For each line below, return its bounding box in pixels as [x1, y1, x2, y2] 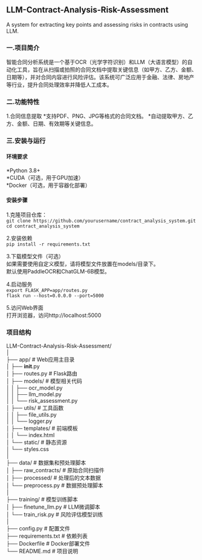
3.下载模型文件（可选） [6, 252, 65, 259]
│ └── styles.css [6, 446, 50, 453]
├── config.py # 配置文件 [6, 525, 71, 532]
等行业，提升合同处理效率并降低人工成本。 [6, 81, 112, 88]
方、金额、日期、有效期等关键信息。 [6, 120, 97, 128]
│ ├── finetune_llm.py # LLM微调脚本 [6, 503, 101, 510]
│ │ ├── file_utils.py [6, 411, 57, 418]
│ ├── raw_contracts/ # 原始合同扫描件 [6, 467, 105, 474]
